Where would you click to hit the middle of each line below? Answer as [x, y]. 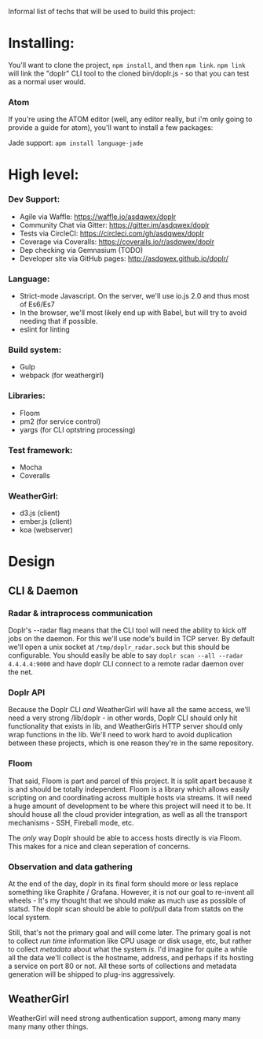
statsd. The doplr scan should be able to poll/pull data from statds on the [126, 908]
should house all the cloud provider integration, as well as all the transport [128, 814]
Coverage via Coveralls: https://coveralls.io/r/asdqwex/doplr [117, 241]
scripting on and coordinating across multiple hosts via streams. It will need [130, 797]
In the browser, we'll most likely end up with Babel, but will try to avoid [133, 313]
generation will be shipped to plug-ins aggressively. [91, 974]
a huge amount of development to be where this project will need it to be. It [130, 806]
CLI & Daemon [43, 590]
